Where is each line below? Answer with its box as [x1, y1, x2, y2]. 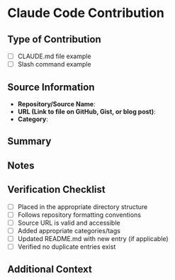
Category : [17, 115, 48, 123]
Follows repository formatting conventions [17, 211, 142, 219]
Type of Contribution [7, 33, 101, 45]
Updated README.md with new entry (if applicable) [17, 234, 169, 242]
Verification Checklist [7, 184, 106, 196]
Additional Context [7, 264, 92, 276]
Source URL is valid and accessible [17, 218, 120, 227]
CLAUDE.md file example [17, 52, 91, 60]
